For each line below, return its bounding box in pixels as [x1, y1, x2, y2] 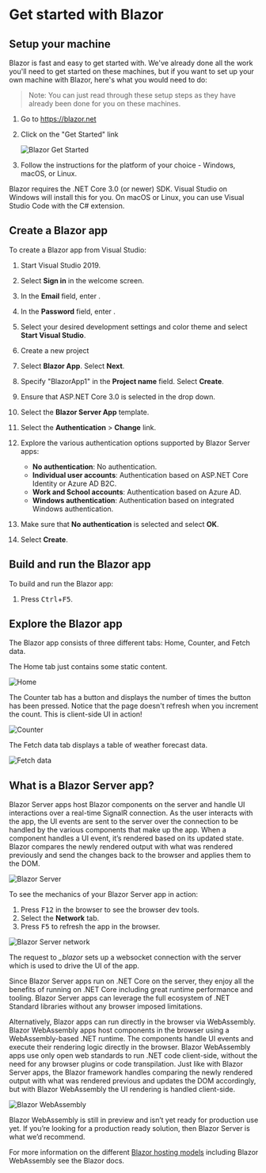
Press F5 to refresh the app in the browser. [20, 922, 161, 932]
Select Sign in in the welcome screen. [20, 275, 145, 285]
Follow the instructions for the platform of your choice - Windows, [20, 160, 236, 170]
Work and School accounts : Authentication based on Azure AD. [32, 487, 242, 497]
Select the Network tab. [20, 913, 100, 923]
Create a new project [20, 345, 89, 355]
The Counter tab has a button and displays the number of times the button [9, 693, 252, 702]
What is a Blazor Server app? [9, 779, 154, 792]
